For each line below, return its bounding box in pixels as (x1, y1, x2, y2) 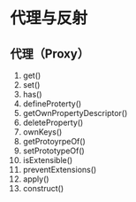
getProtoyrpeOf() (22, 136, 87, 146)
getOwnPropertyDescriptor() (22, 108, 128, 118)
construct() (22, 183, 64, 193)
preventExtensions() (22, 165, 97, 175)
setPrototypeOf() (22, 145, 85, 156)
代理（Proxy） (10, 46, 89, 61)
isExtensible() (22, 155, 73, 165)
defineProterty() (22, 98, 82, 109)
